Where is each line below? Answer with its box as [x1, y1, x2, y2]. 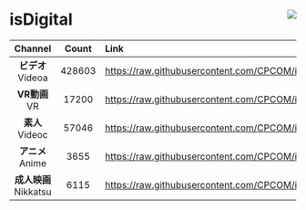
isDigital [9, 9, 73, 30]
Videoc [17, 128, 48, 141]
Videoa [17, 71, 48, 84]
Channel [14, 42, 52, 55]
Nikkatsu [14, 185, 52, 198]
